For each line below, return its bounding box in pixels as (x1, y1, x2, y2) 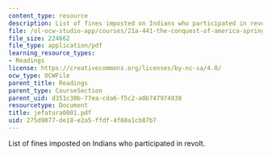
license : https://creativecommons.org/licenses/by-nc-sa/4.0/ (8, 64, 222, 72)
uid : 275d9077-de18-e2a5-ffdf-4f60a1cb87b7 (8, 117, 157, 125)
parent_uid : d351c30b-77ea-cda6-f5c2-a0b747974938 (8, 94, 182, 102)
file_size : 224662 (8, 34, 70, 43)
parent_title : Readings (8, 79, 89, 87)
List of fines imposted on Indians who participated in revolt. (8, 138, 206, 148)
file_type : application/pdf (8, 42, 103, 50)
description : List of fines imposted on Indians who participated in (8, 19, 248, 27)
